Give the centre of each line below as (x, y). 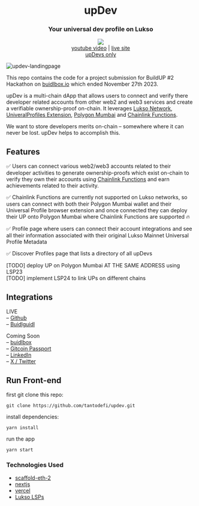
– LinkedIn (19, 355)
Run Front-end (34, 380)
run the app (20, 439)
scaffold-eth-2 (33, 478)
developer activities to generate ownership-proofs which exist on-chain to (98, 173)
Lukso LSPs (29, 497)
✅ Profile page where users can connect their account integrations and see (99, 229)
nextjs (22, 484)
